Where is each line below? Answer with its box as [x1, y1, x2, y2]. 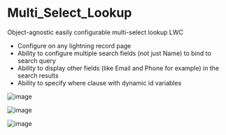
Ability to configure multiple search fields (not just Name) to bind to [17, 49, 211, 57]
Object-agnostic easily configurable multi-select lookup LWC [7, 28, 184, 36]
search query [17, 56, 56, 64]
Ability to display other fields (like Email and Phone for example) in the [17, 64, 219, 72]
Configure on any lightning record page [17, 41, 132, 50]
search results [17, 71, 59, 80]
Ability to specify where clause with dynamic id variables [17, 78, 182, 87]
